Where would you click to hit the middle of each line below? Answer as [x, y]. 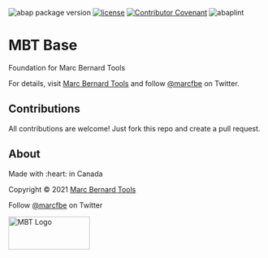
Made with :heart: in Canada [56, 174]
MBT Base [43, 45]
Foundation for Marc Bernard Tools [67, 67]
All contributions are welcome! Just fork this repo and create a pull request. [134, 128]
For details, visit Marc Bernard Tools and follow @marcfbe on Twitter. [124, 83]
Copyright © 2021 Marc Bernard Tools [72, 189]
